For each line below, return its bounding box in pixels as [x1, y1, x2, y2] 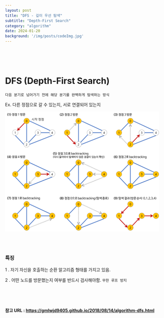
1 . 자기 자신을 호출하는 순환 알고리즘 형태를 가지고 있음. [5, 267, 111, 272]
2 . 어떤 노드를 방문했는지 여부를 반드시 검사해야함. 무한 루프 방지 [5, 277, 127, 283]
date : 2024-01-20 [5, 28, 41, 34]
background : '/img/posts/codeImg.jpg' [5, 34, 84, 39]
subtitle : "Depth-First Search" [5, 18, 71, 23]
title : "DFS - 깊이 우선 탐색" [5, 13, 62, 18]
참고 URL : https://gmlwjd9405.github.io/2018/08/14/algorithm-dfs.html [5, 307, 155, 313]
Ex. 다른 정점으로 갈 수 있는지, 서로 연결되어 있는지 [5, 101, 101, 107]
